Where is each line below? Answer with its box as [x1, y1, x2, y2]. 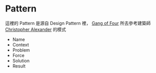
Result [12, 63, 26, 69]
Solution [12, 57, 30, 63]
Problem [12, 47, 30, 53]
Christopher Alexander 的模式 [5, 26, 66, 32]
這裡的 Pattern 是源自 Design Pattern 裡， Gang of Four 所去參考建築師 [5, 20, 151, 26]
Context [12, 41, 29, 47]
